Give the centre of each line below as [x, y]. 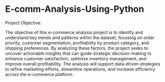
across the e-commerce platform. [39, 74]
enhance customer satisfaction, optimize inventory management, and [76, 58]
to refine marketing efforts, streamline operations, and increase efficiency [80, 69]
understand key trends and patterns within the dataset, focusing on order [80, 38]
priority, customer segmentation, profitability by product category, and [77, 42]
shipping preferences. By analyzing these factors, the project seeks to [77, 48]
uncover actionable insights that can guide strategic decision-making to [78, 53]
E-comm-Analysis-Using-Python [75, 9]
